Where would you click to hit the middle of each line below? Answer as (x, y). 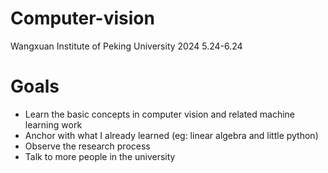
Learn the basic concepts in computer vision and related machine (159, 114)
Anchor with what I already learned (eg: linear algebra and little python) (171, 135)
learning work (53, 124)
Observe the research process (87, 146)
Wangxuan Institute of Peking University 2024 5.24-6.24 (126, 46)
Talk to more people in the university (100, 156)
